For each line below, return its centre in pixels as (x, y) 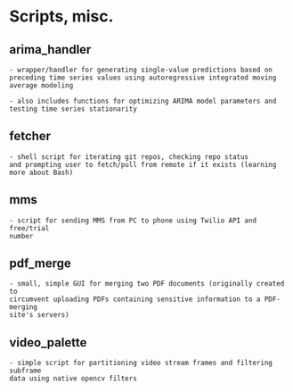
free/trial (29, 228)
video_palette (48, 342)
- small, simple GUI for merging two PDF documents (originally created (147, 284)
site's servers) (39, 315)
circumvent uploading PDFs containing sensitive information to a (135, 300)
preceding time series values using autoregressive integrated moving (143, 78)
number (21, 236)
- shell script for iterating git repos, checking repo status (129, 157)
